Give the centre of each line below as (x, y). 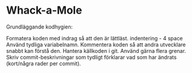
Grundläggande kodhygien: (40, 27)
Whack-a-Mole (44, 10)
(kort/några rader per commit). (44, 64)
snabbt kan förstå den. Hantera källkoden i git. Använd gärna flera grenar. (96, 50)
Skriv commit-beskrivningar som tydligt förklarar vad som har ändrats (92, 57)
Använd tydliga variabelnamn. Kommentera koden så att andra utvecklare (96, 45)
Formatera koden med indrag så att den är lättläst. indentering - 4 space (95, 38)
